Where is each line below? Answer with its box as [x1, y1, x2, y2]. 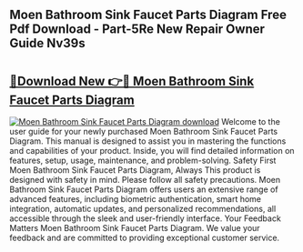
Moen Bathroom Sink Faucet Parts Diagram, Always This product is [9, 165, 261, 176]
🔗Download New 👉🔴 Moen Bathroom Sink [9, 73, 255, 89]
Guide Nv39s [9, 35, 86, 51]
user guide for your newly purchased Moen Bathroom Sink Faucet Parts [9, 126, 278, 136]
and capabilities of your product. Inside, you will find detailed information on [9, 146, 295, 156]
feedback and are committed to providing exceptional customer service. [9, 232, 280, 243]
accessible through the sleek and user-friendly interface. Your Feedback [9, 213, 282, 224]
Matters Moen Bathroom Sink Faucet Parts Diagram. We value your [9, 223, 261, 233]
